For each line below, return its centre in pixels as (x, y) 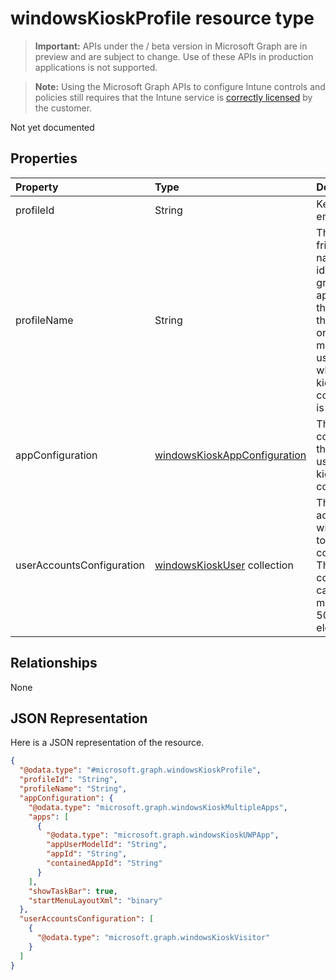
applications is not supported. (96, 67)
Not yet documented (52, 127)
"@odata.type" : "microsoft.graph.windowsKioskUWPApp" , (163, 835)
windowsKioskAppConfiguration (230, 455)
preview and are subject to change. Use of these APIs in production (174, 56)
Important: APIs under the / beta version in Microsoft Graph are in (171, 46)
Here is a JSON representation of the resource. (107, 743)
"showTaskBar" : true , (73, 891)
